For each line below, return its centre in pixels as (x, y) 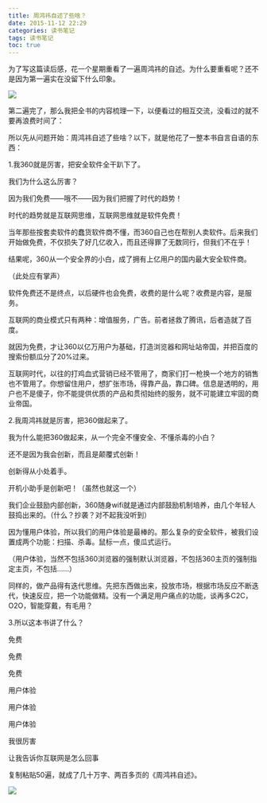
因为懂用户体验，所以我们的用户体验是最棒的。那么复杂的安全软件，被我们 (130, 532)
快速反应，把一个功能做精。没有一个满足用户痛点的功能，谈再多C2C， (137, 596)
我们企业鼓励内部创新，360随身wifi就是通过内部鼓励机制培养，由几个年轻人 (132, 505)
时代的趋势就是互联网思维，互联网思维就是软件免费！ (95, 215)
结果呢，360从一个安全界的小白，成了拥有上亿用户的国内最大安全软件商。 (130, 259)
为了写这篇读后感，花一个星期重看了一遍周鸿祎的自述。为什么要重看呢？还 (130, 69)
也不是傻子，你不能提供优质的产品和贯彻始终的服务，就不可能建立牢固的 (133, 394)
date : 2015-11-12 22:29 (48, 23)
